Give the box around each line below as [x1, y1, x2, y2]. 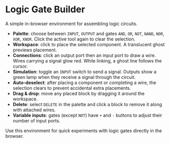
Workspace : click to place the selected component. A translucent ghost [12, 41, 165, 47]
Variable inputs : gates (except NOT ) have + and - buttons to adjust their [12, 112, 162, 118]
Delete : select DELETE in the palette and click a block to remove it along [12, 101, 162, 107]
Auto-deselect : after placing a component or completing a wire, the [12, 79, 156, 86]
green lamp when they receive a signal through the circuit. [12, 74, 136, 80]
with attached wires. [12, 107, 56, 113]
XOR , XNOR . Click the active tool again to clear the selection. [12, 36, 136, 42]
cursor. [12, 63, 28, 69]
